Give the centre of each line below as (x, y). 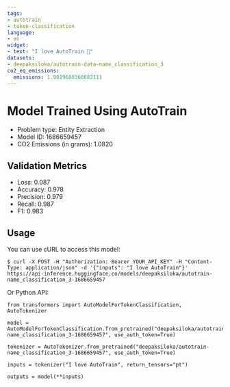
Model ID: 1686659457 (49, 137)
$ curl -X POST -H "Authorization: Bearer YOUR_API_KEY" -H (95, 262)
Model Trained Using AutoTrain (97, 111)
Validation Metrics (47, 166)
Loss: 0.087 (34, 183)
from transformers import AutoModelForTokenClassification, (95, 305)
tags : (15, 13)
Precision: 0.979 (40, 197)
